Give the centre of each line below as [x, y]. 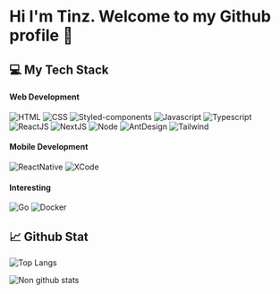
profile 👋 [41, 35]
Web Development [45, 97]
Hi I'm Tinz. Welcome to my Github [140, 17]
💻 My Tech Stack [59, 69]
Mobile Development [49, 147]
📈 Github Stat [49, 236]
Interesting [30, 187]
